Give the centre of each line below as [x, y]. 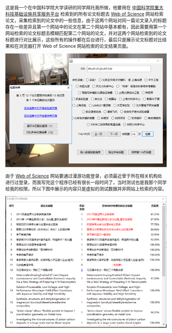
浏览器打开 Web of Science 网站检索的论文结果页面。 [75, 46]
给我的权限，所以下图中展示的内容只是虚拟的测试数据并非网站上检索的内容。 [86, 189]
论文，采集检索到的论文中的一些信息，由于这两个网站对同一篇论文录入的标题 [86, 20]
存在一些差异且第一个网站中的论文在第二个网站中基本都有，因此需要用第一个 [86, 27]
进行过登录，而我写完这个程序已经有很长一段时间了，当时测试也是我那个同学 [86, 182]
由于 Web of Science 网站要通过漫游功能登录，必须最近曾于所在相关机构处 [84, 176]
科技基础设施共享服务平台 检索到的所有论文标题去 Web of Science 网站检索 [84, 14]
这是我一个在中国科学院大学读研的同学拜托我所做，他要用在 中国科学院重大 [84, 7]
